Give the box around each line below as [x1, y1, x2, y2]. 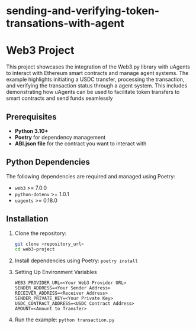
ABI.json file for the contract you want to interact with [14, 140, 147, 147]
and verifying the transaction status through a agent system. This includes [6, 82, 188, 89]
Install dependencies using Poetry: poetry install [14, 257, 138, 264]
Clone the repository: [14, 229, 67, 237]
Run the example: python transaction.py [14, 316, 115, 323]
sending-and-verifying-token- [6, 4, 160, 18]
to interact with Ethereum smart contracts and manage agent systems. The [6, 70, 189, 77]
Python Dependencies [6, 157, 90, 167]
